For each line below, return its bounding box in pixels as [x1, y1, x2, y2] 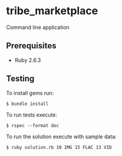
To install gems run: [6, 89, 54, 96]
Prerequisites [6, 41, 57, 51]
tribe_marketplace [6, 4, 98, 18]
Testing [6, 74, 35, 84]
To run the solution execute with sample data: [6, 133, 117, 140]
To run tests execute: [6, 111, 58, 118]
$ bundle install [6, 100, 49, 107]
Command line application [6, 24, 70, 31]
